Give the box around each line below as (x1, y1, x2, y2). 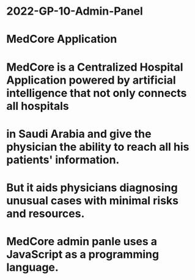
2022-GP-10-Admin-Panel (6, 4, 143, 18)
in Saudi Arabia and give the (6, 127, 152, 141)
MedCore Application (6, 32, 117, 46)
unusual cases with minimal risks (6, 193, 179, 207)
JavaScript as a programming (6, 248, 160, 262)
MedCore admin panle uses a (6, 235, 158, 248)
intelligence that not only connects (6, 86, 187, 100)
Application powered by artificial (6, 73, 176, 87)
